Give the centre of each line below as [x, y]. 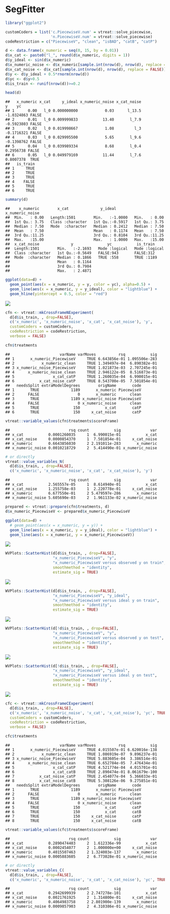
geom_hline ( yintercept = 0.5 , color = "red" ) [59, 294]
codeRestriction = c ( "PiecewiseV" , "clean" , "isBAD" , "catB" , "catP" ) [81, 42]
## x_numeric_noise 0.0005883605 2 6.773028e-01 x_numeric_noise [81, 856]
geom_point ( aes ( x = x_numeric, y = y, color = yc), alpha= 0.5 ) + [80, 285]
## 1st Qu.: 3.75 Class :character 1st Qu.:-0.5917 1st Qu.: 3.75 [85, 222]
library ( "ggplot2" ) [26, 23]
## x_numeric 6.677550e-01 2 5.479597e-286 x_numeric [81, 494]
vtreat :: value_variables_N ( [35, 462]
